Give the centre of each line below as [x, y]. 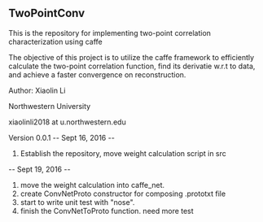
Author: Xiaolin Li [37, 90]
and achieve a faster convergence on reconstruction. [97, 74]
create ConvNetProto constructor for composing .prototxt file [123, 194]
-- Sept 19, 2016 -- [39, 169]
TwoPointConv [47, 13]
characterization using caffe [56, 41]
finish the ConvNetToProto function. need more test [107, 211]
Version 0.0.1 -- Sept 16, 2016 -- [62, 137]
